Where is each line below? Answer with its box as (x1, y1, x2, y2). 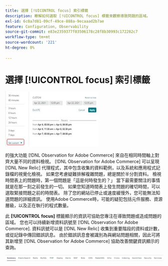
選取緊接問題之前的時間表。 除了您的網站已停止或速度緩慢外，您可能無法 (5, 190, 156, 196)
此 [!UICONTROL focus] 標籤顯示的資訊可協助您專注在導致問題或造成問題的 (5, 213, 162, 219)
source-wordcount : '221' (5, 40, 57, 45)
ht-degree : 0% (5, 45, 35, 50)
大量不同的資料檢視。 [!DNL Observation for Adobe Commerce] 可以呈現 (9, 158, 159, 164)
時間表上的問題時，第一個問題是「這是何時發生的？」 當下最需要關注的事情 (5, 177, 160, 183)
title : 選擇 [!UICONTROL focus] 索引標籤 (5, 8, 89, 13)
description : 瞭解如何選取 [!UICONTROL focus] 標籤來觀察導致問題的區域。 (5, 13, 150, 19)
